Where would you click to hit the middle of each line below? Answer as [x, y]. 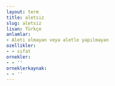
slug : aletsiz [24, 23]
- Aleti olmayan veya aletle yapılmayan [58, 40]
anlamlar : [19, 35]
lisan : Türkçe [24, 29]
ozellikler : [21, 46]
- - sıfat [19, 51]
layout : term [23, 12]
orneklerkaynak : [26, 68]
